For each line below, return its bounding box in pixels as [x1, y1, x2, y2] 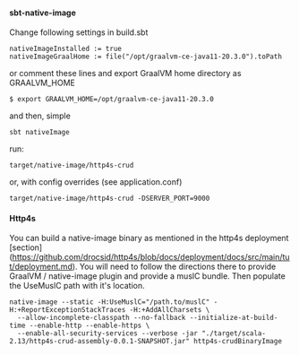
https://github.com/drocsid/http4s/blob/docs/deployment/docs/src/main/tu [12, 252, 290, 263]
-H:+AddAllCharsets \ [129, 306, 210, 315]
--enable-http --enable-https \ [29, 321, 150, 331]
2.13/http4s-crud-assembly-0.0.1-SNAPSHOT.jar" [9, 337, 191, 346]
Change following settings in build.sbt [9, 27, 149, 38]
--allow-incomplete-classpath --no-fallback [17, 314, 186, 323]
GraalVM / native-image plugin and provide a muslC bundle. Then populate [9, 271, 286, 281]
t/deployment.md [9, 261, 73, 273]
